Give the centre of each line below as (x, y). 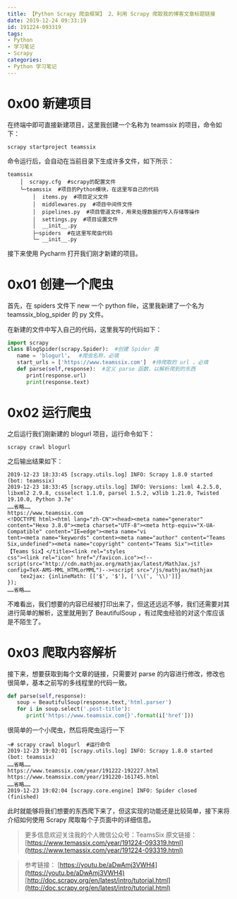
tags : (15, 34)
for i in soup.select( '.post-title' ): (74, 709)
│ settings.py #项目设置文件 (75, 219)
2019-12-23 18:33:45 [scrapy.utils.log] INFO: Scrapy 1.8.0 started (110, 475)
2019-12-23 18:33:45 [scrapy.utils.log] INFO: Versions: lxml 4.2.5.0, (115, 487)
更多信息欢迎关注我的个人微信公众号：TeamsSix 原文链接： (111, 835)
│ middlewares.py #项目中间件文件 (83, 204)
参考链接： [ (42, 865)
